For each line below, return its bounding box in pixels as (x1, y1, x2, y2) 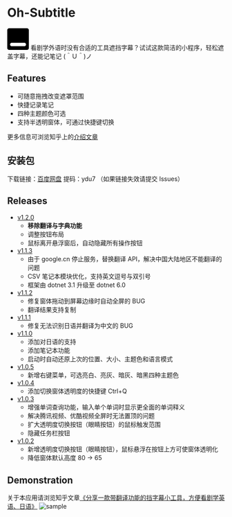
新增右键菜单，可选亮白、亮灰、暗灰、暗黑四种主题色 (27, 371, 180, 379)
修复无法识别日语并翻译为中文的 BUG (27, 322, 133, 330)
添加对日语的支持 (27, 338, 77, 346)
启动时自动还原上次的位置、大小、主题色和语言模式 (27, 355, 173, 363)
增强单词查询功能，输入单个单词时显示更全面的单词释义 (27, 403, 185, 412)
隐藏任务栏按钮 (27, 429, 70, 437)
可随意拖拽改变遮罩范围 (17, 91, 84, 100)
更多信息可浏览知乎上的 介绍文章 (7, 132, 98, 141)
